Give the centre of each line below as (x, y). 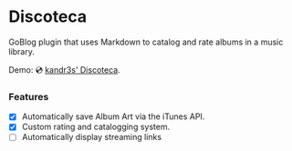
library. (22, 51)
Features (29, 96)
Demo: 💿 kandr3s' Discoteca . (64, 69)
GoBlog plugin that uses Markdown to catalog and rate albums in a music (146, 42)
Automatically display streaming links (91, 137)
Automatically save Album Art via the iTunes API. (113, 116)
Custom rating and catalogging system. (96, 127)
